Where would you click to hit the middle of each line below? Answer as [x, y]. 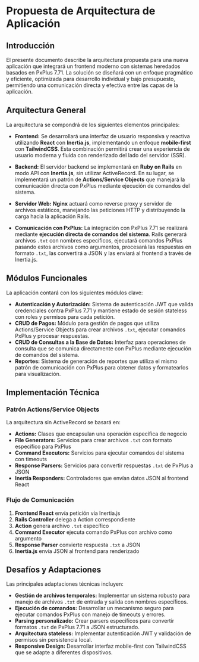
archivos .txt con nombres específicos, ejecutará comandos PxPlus [99, 240]
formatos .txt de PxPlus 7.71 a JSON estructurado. [77, 627]
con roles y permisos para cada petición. [65, 316]
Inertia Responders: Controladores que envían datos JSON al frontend [102, 478]
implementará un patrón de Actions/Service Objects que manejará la [100, 179]
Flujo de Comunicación [40, 500]
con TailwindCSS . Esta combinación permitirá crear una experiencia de [102, 149]
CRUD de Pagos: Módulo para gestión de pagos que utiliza [87, 323]
